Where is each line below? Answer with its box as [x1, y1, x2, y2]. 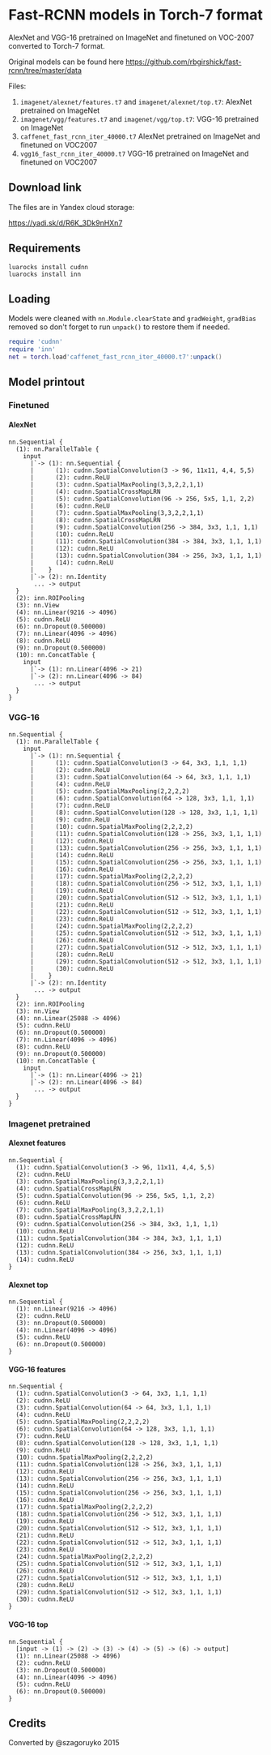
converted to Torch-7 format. [8, 41, 105, 50]
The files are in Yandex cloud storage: [8, 202, 135, 212]
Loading [8, 292, 51, 306]
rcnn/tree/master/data [8, 65, 83, 75]
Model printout [8, 375, 85, 389]
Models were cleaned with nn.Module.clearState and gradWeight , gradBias [8, 314, 256, 324]
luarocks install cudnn [8, 263, 89, 271]
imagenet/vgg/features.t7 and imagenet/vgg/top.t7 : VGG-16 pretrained [19, 114, 259, 123]
